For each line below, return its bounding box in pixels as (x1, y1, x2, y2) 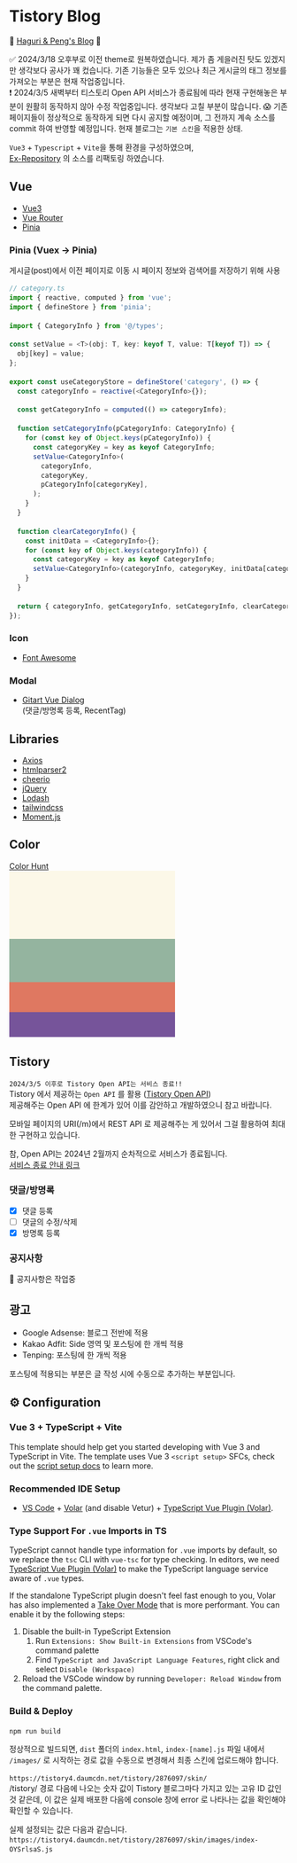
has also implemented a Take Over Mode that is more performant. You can (9, 1600, 280, 1610)
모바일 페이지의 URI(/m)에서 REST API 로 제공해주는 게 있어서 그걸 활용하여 (9, 1118, 270, 1129)
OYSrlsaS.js (9, 1844, 53, 1854)
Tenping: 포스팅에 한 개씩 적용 (21, 1350, 127, 1360)
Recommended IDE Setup (9, 1483, 121, 1495)
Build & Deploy (9, 1705, 73, 1718)
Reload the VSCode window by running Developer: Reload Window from (21, 1673, 282, 1684)
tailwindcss (21, 802, 64, 812)
